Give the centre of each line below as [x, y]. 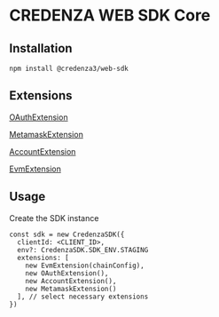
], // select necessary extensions [83, 297]
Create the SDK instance [54, 218]
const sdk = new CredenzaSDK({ [67, 234]
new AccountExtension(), [71, 281]
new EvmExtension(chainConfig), [85, 265]
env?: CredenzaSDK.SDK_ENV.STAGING [83, 250]
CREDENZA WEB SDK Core [110, 16]
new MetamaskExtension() [71, 289]
